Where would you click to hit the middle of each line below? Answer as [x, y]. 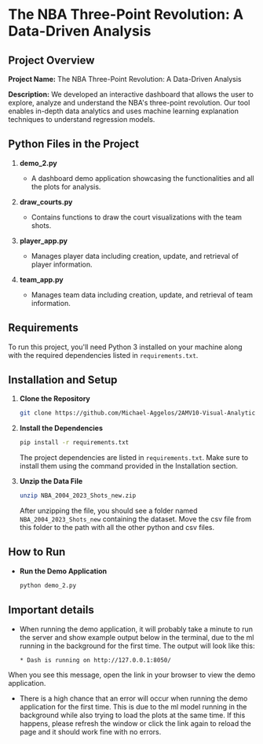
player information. [62, 264]
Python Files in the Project [74, 144]
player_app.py [44, 241]
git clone [36, 413]
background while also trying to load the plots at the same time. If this [132, 715]
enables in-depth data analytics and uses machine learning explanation [124, 111]
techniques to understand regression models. [82, 119]
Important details [51, 610]
